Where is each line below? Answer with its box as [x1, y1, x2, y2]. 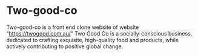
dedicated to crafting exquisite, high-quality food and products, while [6, 36, 179, 43]
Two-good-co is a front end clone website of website [6, 23, 139, 31]
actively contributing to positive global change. [6, 43, 124, 50]
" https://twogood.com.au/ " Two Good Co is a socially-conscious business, [6, 30, 193, 37]
